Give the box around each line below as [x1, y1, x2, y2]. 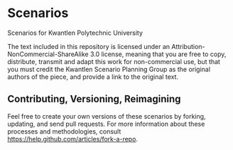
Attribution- [171, 42, 205, 50]
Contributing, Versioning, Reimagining [7, 93, 181, 105]
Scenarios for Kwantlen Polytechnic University [7, 28, 143, 37]
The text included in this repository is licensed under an [7, 42, 170, 50]
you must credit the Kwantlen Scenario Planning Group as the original [7, 65, 211, 73]
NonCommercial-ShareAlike [7, 50, 89, 58]
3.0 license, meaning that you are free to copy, [90, 50, 227, 58]
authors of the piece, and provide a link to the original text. [7, 73, 179, 81]
